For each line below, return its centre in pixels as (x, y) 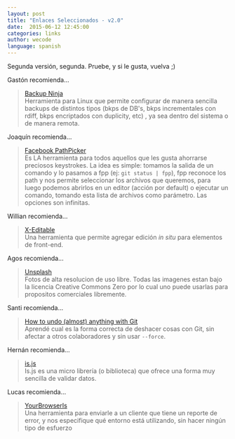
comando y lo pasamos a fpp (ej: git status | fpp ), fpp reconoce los (125, 173)
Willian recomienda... (38, 216)
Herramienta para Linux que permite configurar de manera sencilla (121, 101)
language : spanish (34, 46)
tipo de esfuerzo (48, 428)
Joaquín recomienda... (40, 137)
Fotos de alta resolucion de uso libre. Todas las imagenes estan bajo (123, 279)
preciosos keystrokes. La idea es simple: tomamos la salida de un (119, 165)
